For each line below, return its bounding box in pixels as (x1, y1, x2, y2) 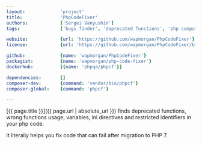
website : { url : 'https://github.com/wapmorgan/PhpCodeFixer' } (6, 37, 195, 43)
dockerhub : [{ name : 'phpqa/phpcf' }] (6, 64, 122, 70)
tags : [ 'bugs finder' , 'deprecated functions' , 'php (6, 25, 179, 32)
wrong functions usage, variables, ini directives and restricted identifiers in (6, 114, 191, 121)
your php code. (6, 120, 44, 128)
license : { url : (6, 42, 74, 48)
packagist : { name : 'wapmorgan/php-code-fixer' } (6, 58, 152, 64)
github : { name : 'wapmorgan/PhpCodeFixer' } (6, 53, 147, 59)
